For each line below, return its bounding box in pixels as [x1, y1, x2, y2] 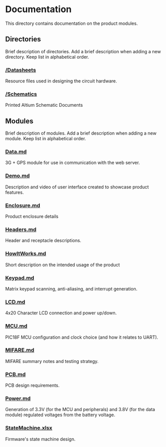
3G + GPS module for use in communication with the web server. [5, 159, 140, 166]
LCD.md [5, 298, 25, 305]
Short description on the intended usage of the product [5, 262, 120, 268]
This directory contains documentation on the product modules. [5, 20, 138, 26]
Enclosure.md [5, 201, 40, 209]
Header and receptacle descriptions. [5, 237, 82, 243]
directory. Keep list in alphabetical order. [5, 54, 89, 60]
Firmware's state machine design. [5, 436, 76, 442]
